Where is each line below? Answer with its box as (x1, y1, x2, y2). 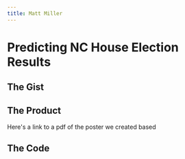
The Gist (7, 82, 45, 93)
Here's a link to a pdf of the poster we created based (7, 123, 156, 131)
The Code (7, 143, 50, 154)
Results (7, 54, 51, 69)
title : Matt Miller (7, 10, 63, 17)
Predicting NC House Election (7, 39, 180, 55)
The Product (7, 104, 62, 117)
